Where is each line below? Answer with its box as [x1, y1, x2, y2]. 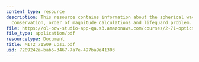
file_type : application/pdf [6, 31, 76, 37]
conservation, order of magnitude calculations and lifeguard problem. [11, 19, 192, 25]
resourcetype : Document [6, 36, 65, 42]
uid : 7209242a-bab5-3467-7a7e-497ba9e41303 [6, 47, 115, 53]
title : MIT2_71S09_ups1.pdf [6, 42, 76, 48]
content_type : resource [6, 8, 65, 15]
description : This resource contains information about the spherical [6, 14, 184, 20]
